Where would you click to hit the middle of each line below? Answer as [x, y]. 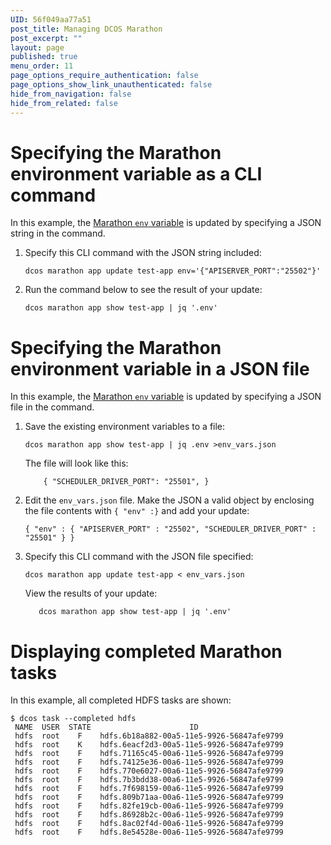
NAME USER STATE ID [106, 727]
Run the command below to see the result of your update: [143, 290]
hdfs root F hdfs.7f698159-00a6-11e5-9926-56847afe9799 [149, 789]
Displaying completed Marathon [146, 651]
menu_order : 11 [42, 66]
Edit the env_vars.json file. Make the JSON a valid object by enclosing [169, 500]
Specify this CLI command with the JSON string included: [143, 253]
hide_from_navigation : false [71, 94]
